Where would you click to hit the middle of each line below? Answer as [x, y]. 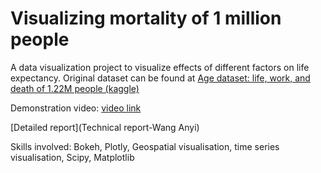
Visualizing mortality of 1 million [146, 18]
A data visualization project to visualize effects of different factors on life [160, 67]
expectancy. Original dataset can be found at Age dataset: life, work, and [160, 78]
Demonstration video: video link [76, 108]
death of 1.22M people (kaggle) [75, 88]
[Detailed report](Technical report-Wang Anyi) [105, 127]
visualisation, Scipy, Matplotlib [72, 157]
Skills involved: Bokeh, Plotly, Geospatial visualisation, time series [145, 146]
